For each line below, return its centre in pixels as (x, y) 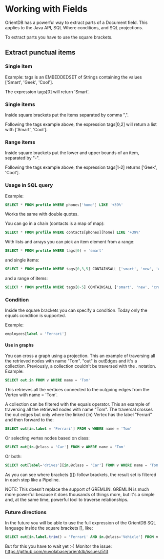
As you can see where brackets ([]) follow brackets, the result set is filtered (81, 475)
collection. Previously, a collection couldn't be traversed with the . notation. (81, 366)
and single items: (22, 260)
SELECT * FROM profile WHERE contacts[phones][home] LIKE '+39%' (73, 233)
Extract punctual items (40, 52)
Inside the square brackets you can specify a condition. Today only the (76, 310)
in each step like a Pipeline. (32, 479)
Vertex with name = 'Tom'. (31, 395)
